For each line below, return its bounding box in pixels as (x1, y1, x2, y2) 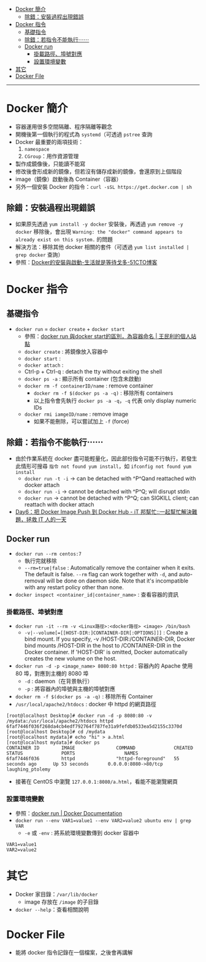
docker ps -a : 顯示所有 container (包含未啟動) (24, 375, 142, 382)
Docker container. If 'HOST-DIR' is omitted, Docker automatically (24, 648, 188, 655)
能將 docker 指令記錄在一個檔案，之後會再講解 (15, 949, 133, 956)
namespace (24, 146, 50, 152)
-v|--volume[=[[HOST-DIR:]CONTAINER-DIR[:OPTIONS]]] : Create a (24, 628, 188, 636)
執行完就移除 (24, 557, 57, 565)
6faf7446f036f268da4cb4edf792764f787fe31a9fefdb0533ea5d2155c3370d (6, 723, 183, 730)
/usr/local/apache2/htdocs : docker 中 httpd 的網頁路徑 (15, 700, 156, 708)
